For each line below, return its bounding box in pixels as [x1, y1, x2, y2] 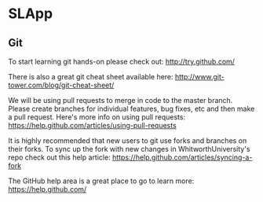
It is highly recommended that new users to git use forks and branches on [8, 136, 247, 145]
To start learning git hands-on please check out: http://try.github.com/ [8, 57, 236, 66]
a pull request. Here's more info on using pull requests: [8, 112, 186, 122]
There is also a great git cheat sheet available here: [8, 72, 174, 81]
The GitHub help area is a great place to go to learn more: [8, 176, 195, 185]
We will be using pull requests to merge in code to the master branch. [8, 96, 233, 105]
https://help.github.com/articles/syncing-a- [112, 152, 253, 162]
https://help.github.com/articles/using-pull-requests [8, 121, 177, 130]
